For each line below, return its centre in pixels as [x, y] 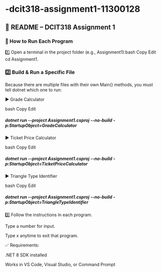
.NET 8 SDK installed [26, 255]
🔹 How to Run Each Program [39, 41]
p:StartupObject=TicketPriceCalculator [46, 163]
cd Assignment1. [22, 59]
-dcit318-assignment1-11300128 [73, 9]
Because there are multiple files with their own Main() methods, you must [79, 85]
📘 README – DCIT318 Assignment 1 [60, 27]
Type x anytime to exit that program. [42, 236]
